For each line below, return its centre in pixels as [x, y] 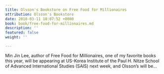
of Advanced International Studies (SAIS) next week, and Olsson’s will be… [81, 66]
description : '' [22, 28]
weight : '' [16, 37]
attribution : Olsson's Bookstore [40, 14]
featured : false [22, 33]
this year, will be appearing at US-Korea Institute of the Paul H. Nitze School [82, 61]
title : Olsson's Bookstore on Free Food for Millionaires [66, 10]
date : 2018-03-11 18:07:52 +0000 [40, 19]
